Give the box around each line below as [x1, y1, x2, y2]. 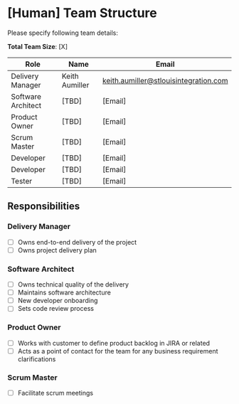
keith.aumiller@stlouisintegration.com [102, 75, 228, 85]
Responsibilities [7, 201, 80, 213]
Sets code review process [17, 304, 95, 313]
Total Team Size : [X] [7, 42, 68, 51]
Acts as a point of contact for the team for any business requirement [17, 346, 218, 355]
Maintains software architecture [17, 288, 112, 297]
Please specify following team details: [7, 28, 119, 37]
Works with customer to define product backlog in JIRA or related [17, 339, 211, 347]
